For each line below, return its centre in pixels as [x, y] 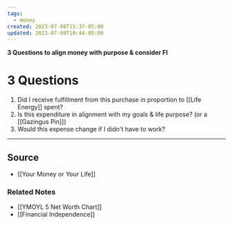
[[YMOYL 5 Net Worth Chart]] [59, 207]
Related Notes [32, 192]
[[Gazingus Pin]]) [42, 122]
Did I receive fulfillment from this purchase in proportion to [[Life [109, 100]
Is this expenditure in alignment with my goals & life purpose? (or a [112, 114]
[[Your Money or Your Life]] [56, 174]
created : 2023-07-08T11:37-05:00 [55, 26]
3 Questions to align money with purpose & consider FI [88, 53]
